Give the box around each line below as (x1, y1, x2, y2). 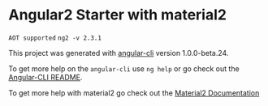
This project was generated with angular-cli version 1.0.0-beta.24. (8, 48, 229, 57)
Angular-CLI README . (8, 72, 83, 82)
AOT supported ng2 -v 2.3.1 (8, 34, 102, 42)
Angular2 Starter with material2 (8, 6, 227, 24)
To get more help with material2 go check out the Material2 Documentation (8, 87, 260, 98)
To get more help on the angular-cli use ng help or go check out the (8, 63, 240, 74)
